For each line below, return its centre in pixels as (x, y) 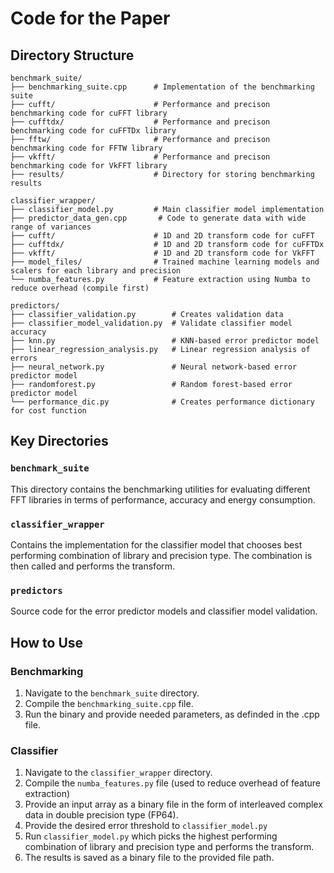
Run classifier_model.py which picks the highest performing (151, 836)
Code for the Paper (90, 18)
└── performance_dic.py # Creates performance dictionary (162, 402)
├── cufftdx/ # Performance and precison (140, 122)
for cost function (48, 411)
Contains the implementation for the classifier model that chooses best (156, 544)
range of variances (51, 227)
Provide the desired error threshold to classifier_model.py (146, 826)
